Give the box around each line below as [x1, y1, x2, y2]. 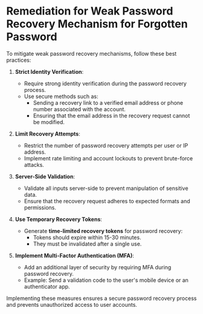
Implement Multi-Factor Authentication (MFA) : [14, 252, 135, 259]
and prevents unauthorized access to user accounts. [6, 301, 138, 308]
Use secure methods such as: [24, 93, 98, 100]
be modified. [33, 118, 65, 125]
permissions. [24, 204, 56, 211]
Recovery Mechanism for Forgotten [6, 17, 188, 31]
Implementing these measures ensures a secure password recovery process [6, 295, 197, 302]
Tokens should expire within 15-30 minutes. [33, 234, 141, 241]
